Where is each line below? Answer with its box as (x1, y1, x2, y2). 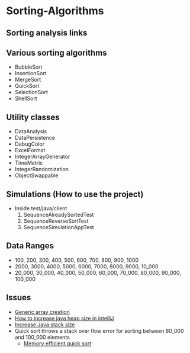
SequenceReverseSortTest (23, 217, 89, 224)
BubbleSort (14, 63, 43, 70)
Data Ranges (6, 241, 54, 251)
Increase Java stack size (14, 321, 75, 328)
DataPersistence (14, 134, 55, 142)
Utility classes (6, 112, 60, 122)
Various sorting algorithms (6, 47, 108, 57)
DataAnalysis (14, 128, 47, 135)
